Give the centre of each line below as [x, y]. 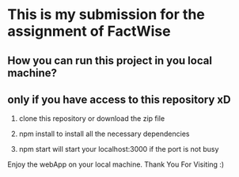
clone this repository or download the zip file [92, 119]
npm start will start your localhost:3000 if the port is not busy [119, 149]
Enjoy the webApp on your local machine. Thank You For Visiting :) [116, 164]
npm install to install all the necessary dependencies [104, 134]
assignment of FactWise [89, 31]
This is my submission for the [106, 15]
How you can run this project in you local [110, 60]
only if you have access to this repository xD [119, 99]
